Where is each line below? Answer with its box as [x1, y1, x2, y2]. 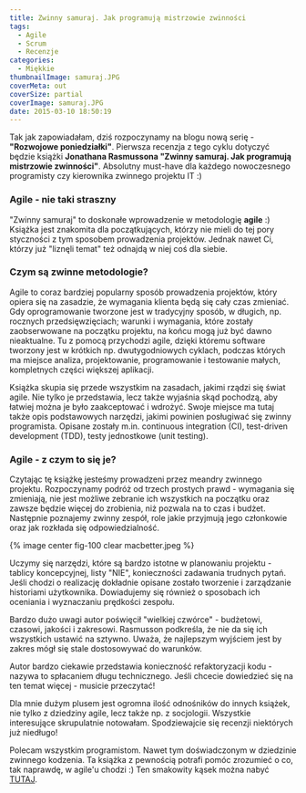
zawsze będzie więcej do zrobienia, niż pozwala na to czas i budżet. [9, 503, 266, 514]
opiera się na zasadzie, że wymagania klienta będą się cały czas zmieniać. [9, 296, 290, 307]
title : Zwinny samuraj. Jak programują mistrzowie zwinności [9, 13, 247, 23]
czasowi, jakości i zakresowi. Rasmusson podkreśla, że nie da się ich [9, 624, 269, 635]
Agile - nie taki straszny [9, 193, 117, 206]
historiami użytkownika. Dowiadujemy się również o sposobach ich [9, 587, 260, 598]
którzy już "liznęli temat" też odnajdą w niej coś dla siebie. [9, 243, 228, 254]
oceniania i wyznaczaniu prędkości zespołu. [9, 597, 175, 608]
